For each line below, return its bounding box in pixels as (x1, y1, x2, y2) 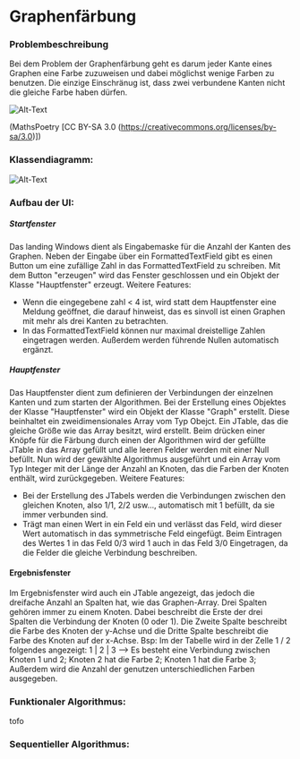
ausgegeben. (9, 673, 58, 684)
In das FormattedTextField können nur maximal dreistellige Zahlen (21, 325, 266, 336)
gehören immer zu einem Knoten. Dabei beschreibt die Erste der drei (9, 606, 263, 617)
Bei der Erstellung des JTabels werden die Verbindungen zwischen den (21, 490, 287, 500)
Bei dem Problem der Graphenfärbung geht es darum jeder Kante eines (9, 58, 273, 69)
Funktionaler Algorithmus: (9, 695, 126, 708)
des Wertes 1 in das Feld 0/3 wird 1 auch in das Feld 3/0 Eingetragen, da (21, 537, 288, 548)
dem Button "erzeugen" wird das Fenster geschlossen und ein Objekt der (9, 269, 279, 280)
